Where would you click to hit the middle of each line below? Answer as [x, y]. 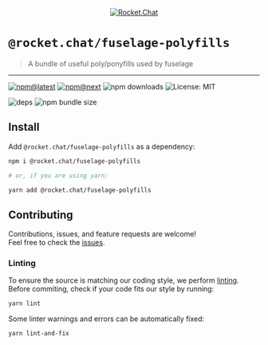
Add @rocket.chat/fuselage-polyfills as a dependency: [102, 146]
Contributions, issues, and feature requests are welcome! [102, 234]
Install [24, 127]
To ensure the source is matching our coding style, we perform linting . [124, 280]
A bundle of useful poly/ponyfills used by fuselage [110, 63]
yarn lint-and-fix [39, 334]
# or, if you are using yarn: [59, 176]
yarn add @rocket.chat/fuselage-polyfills [80, 190]
